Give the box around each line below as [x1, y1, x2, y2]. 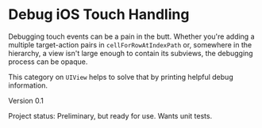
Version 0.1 [8, 96, 44, 105]
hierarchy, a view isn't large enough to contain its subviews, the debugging [8, 48, 253, 58]
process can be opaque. [8, 57, 88, 66]
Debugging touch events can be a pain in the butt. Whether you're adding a [8, 32, 255, 41]
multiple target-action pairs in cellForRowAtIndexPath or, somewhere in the [8, 40, 252, 49]
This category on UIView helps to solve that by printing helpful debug [8, 72, 233, 81]
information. [8, 81, 48, 90]
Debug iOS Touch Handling [8, 6, 190, 24]
